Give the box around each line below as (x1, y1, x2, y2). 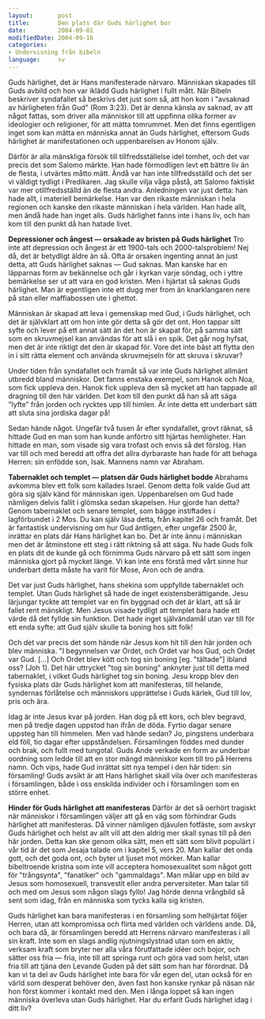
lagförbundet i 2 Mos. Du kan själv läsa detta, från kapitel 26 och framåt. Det (8, 514, 257, 523)
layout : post (8, 11, 73, 20)
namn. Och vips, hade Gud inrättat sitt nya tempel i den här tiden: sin (8, 762, 232, 772)
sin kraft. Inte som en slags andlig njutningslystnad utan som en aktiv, (8, 936, 235, 945)
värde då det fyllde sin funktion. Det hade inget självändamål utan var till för (8, 614, 256, 623)
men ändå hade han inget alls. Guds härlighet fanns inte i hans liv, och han (8, 211, 251, 220)
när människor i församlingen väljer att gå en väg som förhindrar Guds (8, 811, 237, 820)
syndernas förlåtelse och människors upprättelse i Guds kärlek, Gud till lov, (8, 688, 252, 698)
